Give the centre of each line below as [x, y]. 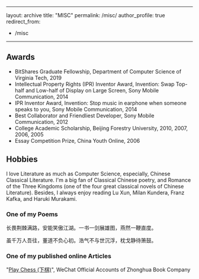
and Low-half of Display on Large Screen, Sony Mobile [92, 90]
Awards [21, 57]
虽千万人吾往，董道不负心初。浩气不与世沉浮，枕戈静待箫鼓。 [81, 240]
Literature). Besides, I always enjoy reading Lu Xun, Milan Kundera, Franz [95, 193]
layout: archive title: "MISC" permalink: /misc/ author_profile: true [86, 15]
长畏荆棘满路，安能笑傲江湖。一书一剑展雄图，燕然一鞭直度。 [81, 227]
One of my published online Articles [59, 256]
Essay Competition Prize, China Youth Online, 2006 [77, 140]
